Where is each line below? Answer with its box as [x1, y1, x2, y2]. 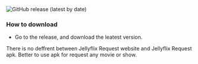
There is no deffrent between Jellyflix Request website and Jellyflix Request [6, 45, 192, 52]
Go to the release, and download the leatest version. [14, 33, 143, 41]
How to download [6, 20, 58, 28]
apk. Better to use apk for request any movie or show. [6, 51, 138, 58]
